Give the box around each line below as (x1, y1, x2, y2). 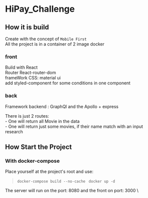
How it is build (5, 23, 49, 31)
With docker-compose (5, 157, 60, 164)
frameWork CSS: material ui (5, 75, 61, 81)
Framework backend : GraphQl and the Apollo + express (5, 103, 119, 109)
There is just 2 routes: (5, 113, 49, 119)
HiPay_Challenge (5, 3, 75, 15)
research (5, 128, 24, 134)
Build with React (5, 65, 38, 71)
